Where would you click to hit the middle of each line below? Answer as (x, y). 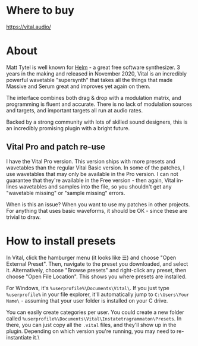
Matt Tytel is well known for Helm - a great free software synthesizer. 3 (93, 67)
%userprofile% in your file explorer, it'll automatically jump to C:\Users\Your (98, 294)
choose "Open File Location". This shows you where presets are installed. (97, 276)
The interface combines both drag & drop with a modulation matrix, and (94, 97)
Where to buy (40, 10)
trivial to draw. (23, 217)
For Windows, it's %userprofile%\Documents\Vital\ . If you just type (88, 288)
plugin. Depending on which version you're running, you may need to (91, 331)
